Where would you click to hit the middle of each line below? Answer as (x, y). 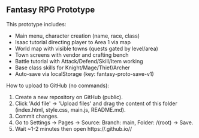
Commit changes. (37, 116)
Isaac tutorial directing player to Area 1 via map (73, 42)
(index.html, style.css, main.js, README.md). (70, 109)
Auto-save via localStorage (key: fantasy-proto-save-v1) (84, 73)
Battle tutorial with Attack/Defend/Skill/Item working (79, 61)
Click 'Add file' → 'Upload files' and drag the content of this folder (96, 103)
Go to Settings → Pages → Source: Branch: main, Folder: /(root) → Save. (104, 122)
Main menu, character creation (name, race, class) (77, 36)
